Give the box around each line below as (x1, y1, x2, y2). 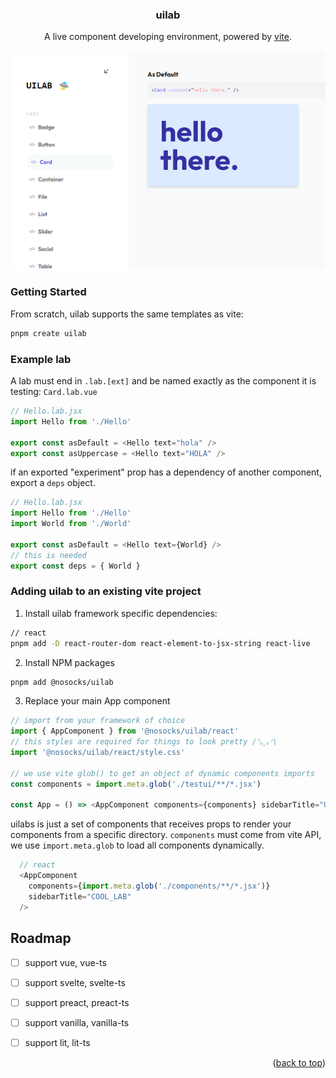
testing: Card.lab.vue (10, 386, 98, 398)
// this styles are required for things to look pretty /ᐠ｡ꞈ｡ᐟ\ (10, 737, 278, 747)
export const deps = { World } (10, 561, 141, 571)
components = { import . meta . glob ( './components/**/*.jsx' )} (28, 881, 271, 892)
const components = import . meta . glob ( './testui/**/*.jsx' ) (10, 779, 262, 789)
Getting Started (10, 285, 87, 299)
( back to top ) (272, 1056, 326, 1068)
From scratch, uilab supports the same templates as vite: (10, 308, 244, 320)
